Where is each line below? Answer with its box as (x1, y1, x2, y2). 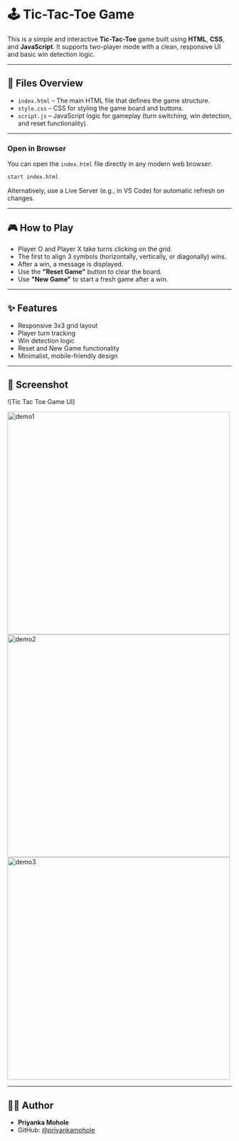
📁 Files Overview (7, 77, 83, 90)
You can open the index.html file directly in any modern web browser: (7, 160, 213, 168)
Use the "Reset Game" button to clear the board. (17, 267, 162, 276)
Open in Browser (7, 143, 66, 153)
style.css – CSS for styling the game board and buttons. (17, 103, 184, 112)
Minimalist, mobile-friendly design (17, 351, 118, 360)
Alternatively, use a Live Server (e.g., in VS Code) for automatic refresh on (7, 186, 225, 195)
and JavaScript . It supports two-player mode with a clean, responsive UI (7, 42, 221, 51)
